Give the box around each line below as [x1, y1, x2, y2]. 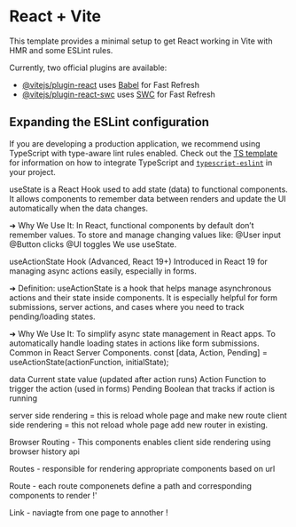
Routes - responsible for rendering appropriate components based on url [9, 463, 276, 474]
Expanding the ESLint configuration [9, 115, 210, 130]
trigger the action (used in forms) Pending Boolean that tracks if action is [9, 383, 276, 394]
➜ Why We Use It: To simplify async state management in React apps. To [9, 328, 277, 339]
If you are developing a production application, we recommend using [9, 138, 261, 148]
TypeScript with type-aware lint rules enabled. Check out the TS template [9, 148, 278, 158]
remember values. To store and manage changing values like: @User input [9, 229, 281, 240]
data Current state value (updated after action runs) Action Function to [9, 373, 267, 384]
